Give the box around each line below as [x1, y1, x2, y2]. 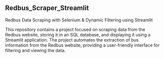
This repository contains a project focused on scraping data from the [5, 27, 146, 32]
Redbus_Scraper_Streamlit [5, 4, 89, 12]
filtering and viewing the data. [5, 47, 66, 53]
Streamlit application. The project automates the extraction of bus [5, 37, 139, 43]
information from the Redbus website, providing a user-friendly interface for [5, 42, 160, 48]
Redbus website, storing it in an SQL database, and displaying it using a [5, 31, 151, 37]
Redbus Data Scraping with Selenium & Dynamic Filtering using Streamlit [5, 17, 153, 23]
